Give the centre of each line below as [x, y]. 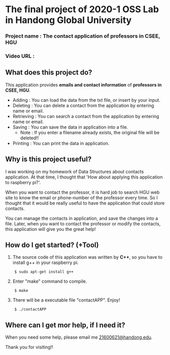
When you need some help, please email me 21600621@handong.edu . [79, 337]
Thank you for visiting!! [29, 347]
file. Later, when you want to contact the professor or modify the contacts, [83, 224]
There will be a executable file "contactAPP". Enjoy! [66, 300]
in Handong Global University [69, 20]
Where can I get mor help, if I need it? [65, 325]
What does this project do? [49, 72]
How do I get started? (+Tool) [52, 245]
